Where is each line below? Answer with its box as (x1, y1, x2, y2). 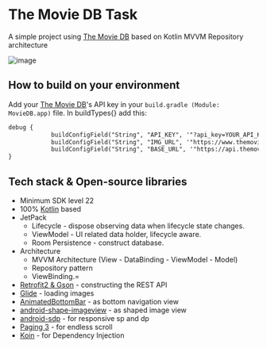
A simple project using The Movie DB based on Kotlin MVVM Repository (8, 32, 244, 41)
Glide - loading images (19, 288, 95, 298)
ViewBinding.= (31, 271, 79, 281)
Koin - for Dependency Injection (19, 331, 125, 340)
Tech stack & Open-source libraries (8, 174, 188, 188)
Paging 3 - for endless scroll (19, 322, 113, 331)
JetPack (19, 212, 48, 222)
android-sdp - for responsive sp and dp (19, 313, 149, 323)
